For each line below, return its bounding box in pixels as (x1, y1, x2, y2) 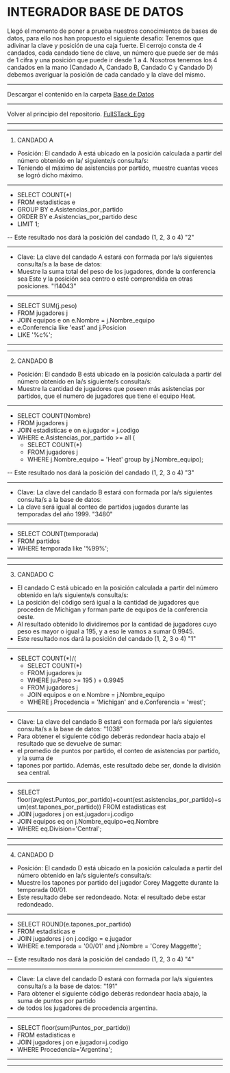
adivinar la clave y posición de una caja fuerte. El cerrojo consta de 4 (7, 41, 202, 49)
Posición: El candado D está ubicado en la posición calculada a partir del (16, 863, 222, 872)
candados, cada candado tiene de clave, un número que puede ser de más (7, 49, 219, 57)
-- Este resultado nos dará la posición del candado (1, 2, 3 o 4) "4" (7, 955, 194, 963)
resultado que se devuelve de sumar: (16, 739, 122, 747)
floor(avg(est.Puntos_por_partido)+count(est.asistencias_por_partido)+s (16, 795, 222, 803)
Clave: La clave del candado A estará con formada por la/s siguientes (16, 253, 214, 261)
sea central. (16, 768, 51, 777)
